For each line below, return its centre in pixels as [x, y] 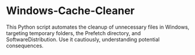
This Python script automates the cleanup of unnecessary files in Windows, [98, 27]
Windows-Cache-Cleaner [70, 11]
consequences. [25, 46]
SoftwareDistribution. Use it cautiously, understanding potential [83, 39]
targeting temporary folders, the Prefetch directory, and [74, 33]
